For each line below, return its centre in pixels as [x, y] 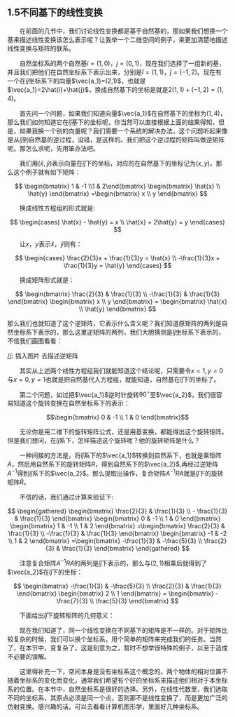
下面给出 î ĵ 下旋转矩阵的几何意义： [67, 615]
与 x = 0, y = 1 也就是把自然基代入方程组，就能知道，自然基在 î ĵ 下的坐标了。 [114, 379]
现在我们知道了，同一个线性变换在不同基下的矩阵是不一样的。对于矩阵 [121, 630]
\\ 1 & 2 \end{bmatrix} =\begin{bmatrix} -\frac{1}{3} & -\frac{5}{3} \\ [105, 541]
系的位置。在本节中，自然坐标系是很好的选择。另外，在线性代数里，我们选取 [117, 689]
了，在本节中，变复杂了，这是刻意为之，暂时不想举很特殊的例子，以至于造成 [117, 648]
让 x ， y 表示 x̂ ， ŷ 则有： [51, 243]
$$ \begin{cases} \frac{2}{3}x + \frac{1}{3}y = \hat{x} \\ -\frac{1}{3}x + [117, 257]
